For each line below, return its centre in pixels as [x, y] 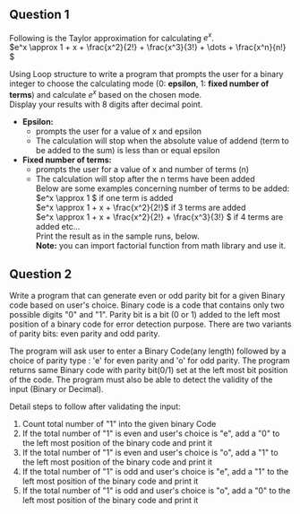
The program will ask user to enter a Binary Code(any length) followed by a [148, 351]
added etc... [58, 227]
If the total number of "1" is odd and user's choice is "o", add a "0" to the [156, 490]
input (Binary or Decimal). [57, 388]
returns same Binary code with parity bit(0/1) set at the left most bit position [149, 370]
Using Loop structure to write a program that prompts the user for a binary [146, 74]
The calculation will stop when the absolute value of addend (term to [162, 141]
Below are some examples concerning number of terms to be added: [163, 188]
